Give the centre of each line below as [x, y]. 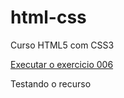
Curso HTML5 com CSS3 [62, 45]
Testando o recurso [51, 83]
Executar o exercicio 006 [62, 64]
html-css [48, 17]
